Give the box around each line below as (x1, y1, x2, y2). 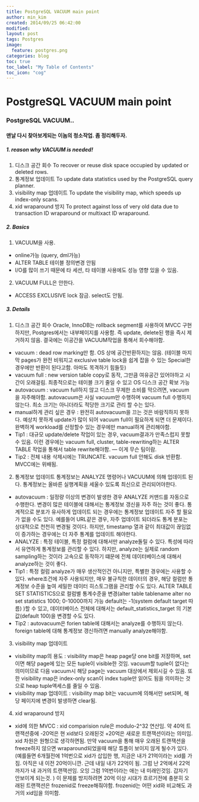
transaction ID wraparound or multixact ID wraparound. (14, 209, 150, 217)
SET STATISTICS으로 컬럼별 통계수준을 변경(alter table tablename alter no (14, 590, 191, 597)
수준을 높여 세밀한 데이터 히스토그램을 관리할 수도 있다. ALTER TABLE (30, 582, 192, 590)
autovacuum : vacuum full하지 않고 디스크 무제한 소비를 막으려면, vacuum (14, 386, 189, 393)
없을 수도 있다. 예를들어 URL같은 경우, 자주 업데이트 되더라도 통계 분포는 (21, 515, 188, 522)
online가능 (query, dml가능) (14, 251, 81, 259)
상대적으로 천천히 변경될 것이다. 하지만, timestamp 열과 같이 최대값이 (14, 523, 175, 530)
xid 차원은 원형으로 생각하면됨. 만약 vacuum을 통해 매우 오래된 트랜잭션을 (14, 737, 186, 744)
